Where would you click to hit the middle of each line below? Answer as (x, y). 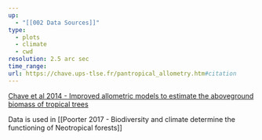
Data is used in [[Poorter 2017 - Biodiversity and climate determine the (122, 119)
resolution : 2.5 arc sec (49, 59)
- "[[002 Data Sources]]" (58, 23)
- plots (28, 37)
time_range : (27, 66)
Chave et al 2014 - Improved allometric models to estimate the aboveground (131, 95)
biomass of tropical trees (48, 104)
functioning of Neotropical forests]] (65, 127)
